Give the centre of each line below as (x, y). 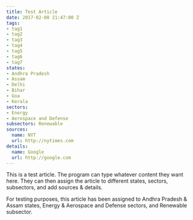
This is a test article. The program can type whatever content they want (95, 175)
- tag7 (14, 62)
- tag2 (14, 34)
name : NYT (24, 135)
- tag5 (14, 51)
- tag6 (14, 57)
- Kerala (17, 101)
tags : (13, 23)
